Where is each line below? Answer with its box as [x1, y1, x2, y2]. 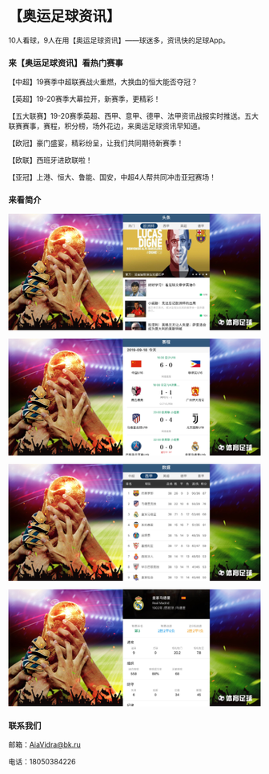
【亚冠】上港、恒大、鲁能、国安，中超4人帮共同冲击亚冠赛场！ [8, 172, 217, 182]
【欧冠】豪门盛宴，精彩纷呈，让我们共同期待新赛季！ [8, 138, 184, 148]
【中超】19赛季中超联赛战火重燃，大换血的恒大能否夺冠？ [8, 77, 199, 87]
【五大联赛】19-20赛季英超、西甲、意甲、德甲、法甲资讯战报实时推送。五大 [8, 111, 259, 121]
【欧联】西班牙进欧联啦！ [8, 156, 93, 165]
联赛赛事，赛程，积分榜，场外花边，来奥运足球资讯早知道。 [8, 121, 205, 131]
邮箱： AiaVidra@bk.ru [8, 740, 82, 750]
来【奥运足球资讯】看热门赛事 [8, 57, 124, 68]
